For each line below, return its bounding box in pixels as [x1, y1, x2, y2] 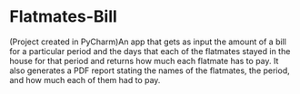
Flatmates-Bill [9, 6, 118, 27]
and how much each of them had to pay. [9, 74, 161, 85]
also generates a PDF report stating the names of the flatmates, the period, [9, 65, 291, 76]
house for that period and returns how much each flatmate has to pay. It [9, 55, 279, 66]
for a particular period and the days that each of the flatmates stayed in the [9, 45, 291, 56]
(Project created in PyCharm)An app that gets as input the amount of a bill [9, 36, 286, 47]
